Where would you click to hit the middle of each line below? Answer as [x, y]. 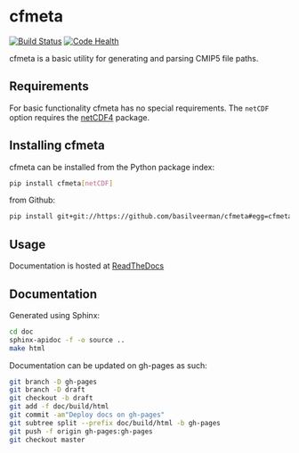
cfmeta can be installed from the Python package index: [112, 167]
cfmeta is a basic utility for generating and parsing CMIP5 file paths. [134, 58]
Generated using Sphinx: [55, 315]
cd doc [21, 332]
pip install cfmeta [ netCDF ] [61, 183]
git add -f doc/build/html [59, 407]
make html [28, 348]
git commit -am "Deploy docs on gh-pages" [87, 415]
